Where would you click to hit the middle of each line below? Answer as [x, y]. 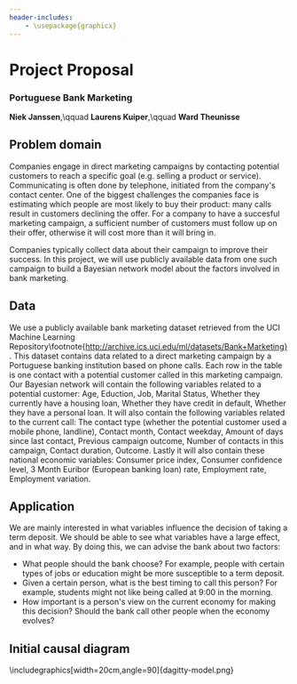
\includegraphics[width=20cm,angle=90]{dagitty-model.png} [121, 670]
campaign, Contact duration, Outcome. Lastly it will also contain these [137, 450]
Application [42, 507]
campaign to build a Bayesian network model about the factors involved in [145, 269]
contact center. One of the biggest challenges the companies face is [134, 194]
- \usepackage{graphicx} [71, 26]
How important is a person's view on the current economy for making [149, 602]
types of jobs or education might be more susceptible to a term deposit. [153, 574]
